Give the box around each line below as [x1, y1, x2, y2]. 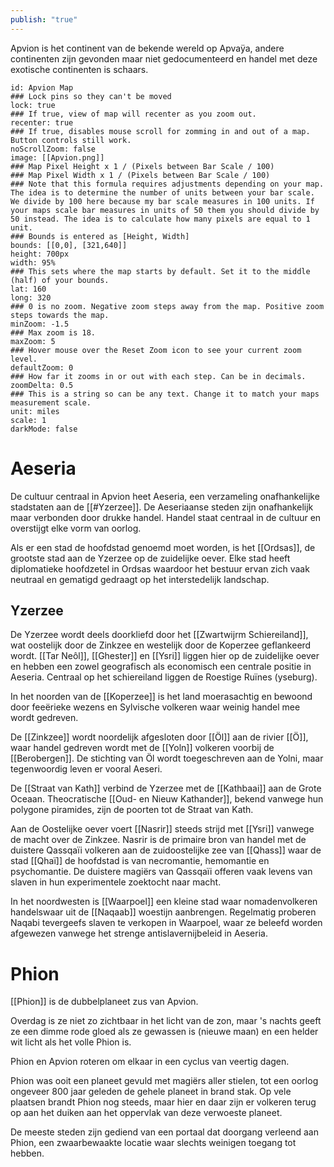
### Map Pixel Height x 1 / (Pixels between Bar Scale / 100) [10, 161, 275, 171]
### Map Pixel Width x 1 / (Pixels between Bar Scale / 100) [10, 170, 271, 180]
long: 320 [10, 292, 52, 303]
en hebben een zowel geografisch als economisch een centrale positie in [10, 661, 312, 673]
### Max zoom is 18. [10, 327, 97, 338]
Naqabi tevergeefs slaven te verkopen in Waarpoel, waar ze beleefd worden [10, 917, 323, 929]
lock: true [10, 100, 56, 110]
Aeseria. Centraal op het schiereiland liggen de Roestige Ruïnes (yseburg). [10, 671, 318, 683]
